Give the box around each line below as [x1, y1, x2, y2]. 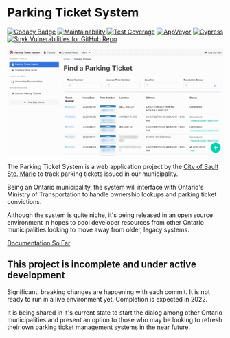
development [7, 269, 65, 281]
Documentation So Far [7, 238, 71, 247]
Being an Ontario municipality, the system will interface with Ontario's [7, 183, 204, 191]
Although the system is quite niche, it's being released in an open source [7, 211, 214, 219]
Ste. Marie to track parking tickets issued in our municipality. [7, 170, 179, 178]
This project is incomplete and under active [7, 259, 197, 271]
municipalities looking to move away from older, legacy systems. [7, 225, 190, 234]
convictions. [7, 197, 42, 205]
